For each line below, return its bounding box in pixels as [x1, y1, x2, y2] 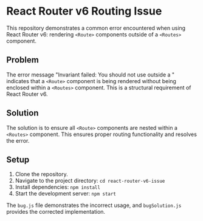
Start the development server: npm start [15, 190, 117, 197]
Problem [6, 55, 40, 65]
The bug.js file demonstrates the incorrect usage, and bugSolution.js [6, 202, 182, 209]
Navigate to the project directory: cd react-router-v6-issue [15, 177, 165, 185]
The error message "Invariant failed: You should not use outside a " [6, 71, 175, 78]
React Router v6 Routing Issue [6, 4, 162, 18]
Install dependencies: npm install [15, 183, 100, 191]
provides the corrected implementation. [6, 208, 105, 216]
